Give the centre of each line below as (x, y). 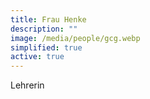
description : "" (44, 29)
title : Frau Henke (48, 19)
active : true (37, 57)
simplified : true (46, 47)
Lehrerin (27, 85)
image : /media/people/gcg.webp (75, 38)
